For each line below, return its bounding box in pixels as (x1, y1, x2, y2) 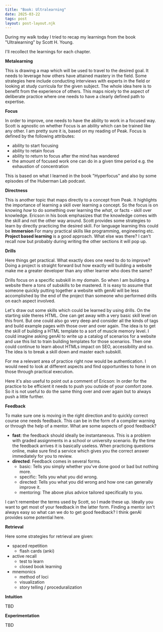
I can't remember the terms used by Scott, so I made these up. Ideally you (5, 499, 154, 505)
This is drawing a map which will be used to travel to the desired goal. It (5, 68, 149, 74)
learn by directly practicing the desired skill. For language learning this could (5, 223, 159, 229)
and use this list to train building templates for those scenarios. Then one (5, 339, 151, 345)
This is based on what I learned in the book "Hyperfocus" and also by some (5, 173, 157, 179)
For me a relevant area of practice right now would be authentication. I (5, 358, 146, 364)
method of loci (19, 574, 49, 580)
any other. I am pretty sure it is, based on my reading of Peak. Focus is (5, 128, 146, 134)
